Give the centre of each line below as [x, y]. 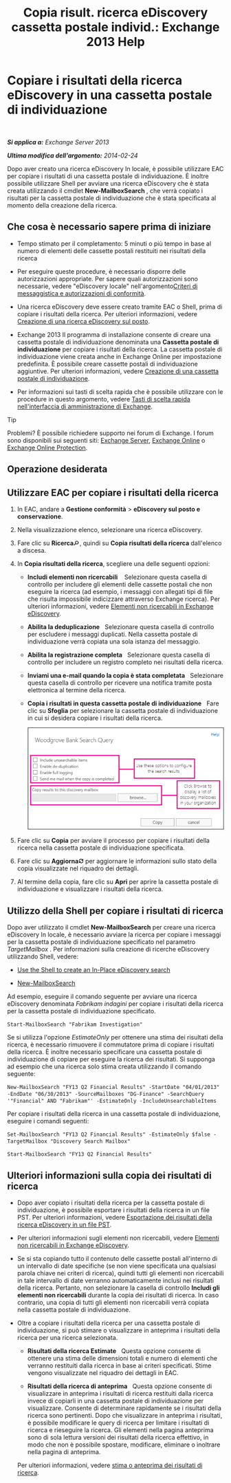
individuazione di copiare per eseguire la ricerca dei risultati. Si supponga [111, 1059]
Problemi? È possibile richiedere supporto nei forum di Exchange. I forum [111, 433]
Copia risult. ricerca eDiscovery [115, 13]
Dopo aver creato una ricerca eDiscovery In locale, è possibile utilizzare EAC [115, 168]
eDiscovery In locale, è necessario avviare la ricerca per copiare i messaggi [114, 935]
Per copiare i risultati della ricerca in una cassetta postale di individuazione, [114, 1114]
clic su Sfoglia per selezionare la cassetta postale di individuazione [123, 710]
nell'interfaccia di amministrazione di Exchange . [85, 406]
